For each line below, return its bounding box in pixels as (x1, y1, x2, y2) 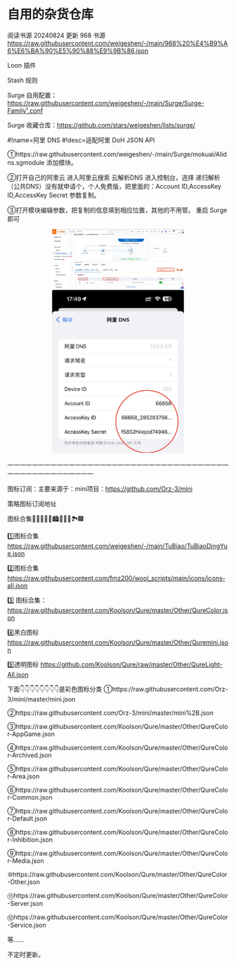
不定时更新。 (7, 950, 44, 959)
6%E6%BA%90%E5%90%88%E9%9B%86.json (7, 46, 149, 55)
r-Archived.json (7, 751, 52, 759)
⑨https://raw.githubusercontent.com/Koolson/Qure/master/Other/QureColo (7, 849, 228, 857)
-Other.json (7, 878, 41, 886)
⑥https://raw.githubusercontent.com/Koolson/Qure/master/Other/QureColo (7, 785, 228, 794)
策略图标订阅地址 (7, 499, 57, 508)
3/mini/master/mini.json (7, 695, 76, 703)
